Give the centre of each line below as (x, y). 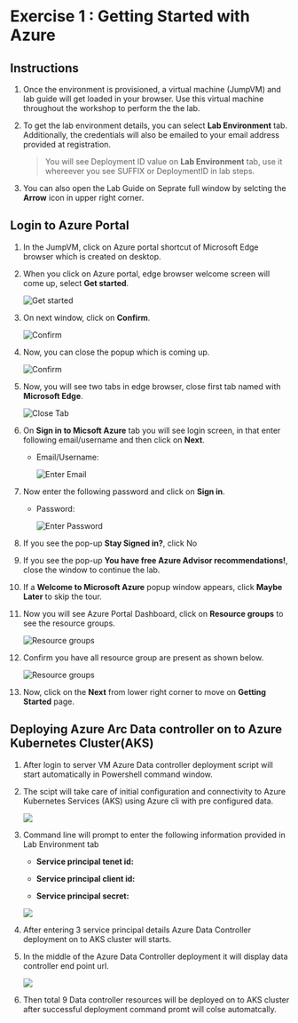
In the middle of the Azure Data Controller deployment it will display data (155, 956)
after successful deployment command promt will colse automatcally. (150, 1009)
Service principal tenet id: (85, 861)
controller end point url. (66, 965)
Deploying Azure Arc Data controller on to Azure (146, 729)
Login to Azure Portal (70, 225)
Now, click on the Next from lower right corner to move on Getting (145, 691)
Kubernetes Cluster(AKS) (82, 743)
